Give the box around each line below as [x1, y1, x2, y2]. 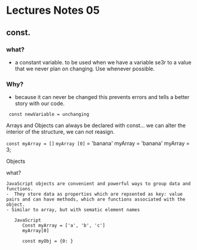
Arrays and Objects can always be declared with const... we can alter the [6, 122, 186, 129]
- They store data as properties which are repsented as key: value [6, 192, 183, 197]
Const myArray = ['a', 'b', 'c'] [21, 223, 106, 229]
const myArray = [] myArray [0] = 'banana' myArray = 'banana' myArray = [6, 140, 190, 147]
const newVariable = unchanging [8, 112, 90, 118]
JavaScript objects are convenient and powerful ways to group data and [6, 181, 191, 187]
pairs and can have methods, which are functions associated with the [6, 196, 186, 203]
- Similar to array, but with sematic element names [6, 207, 140, 213]
